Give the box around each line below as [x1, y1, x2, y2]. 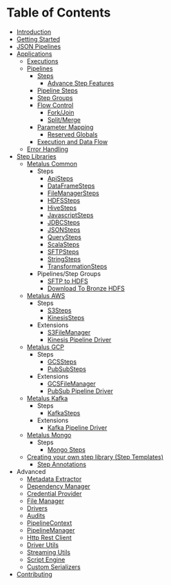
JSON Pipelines [16, 42, 61, 50]
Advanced [16, 467, 46, 475]
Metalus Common [26, 159, 77, 168]
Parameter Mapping [37, 123, 94, 131]
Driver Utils [26, 540, 59, 549]
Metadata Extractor [26, 475, 82, 483]
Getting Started [16, 34, 60, 43]
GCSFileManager [47, 379, 96, 388]
